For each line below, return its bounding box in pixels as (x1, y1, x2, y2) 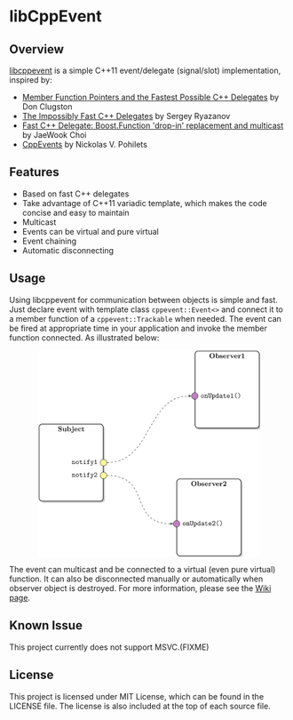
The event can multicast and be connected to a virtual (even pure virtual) (9, 564, 276, 574)
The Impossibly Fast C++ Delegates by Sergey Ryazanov (21, 111, 231, 121)
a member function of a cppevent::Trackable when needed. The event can (9, 313, 282, 324)
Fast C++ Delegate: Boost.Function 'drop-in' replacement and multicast (21, 120, 284, 131)
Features (9, 164, 59, 180)
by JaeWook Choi (21, 130, 87, 140)
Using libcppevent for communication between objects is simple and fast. (9, 294, 278, 305)
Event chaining (21, 236, 77, 246)
